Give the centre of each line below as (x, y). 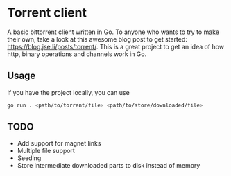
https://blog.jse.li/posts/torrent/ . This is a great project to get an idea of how (115, 46)
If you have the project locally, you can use (68, 92)
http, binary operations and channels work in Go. (77, 54)
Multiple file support (46, 151)
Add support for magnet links (59, 143)
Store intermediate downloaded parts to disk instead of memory (109, 166)
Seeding (29, 158)
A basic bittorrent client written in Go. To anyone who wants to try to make (113, 32)
